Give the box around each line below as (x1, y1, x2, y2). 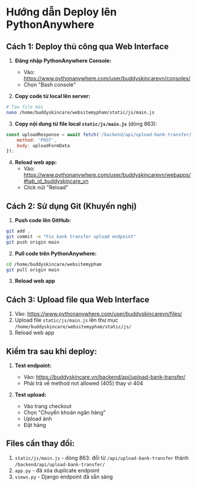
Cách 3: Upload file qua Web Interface (6, 294, 150, 304)
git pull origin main (6, 267, 60, 273)
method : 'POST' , (17, 137, 57, 143)
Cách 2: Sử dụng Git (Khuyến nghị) (6, 201, 137, 211)
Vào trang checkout (23, 403, 72, 410)
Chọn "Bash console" (23, 81, 76, 88)
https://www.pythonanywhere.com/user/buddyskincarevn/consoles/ (23, 75, 190, 82)
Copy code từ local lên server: (14, 93, 91, 99)
